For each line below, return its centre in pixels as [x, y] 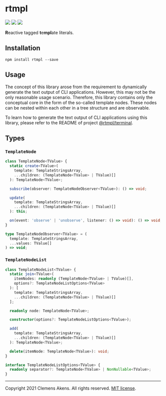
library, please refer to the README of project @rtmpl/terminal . [69, 122]
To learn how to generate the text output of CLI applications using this [76, 117]
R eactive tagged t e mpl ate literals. [40, 32]
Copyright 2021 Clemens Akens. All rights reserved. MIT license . [71, 388]
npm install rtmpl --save [32, 59]
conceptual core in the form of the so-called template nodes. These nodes [81, 103]
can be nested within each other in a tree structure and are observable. [78, 108]
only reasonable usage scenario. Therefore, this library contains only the [79, 97]
